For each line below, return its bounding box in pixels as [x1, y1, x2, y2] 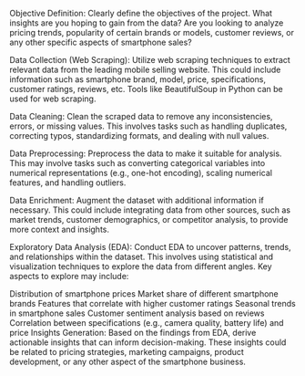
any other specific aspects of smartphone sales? [9, 37, 193, 47]
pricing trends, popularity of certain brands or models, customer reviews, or [9, 27, 294, 37]
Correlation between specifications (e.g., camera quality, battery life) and [9, 318, 284, 328]
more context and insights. [9, 224, 109, 235]
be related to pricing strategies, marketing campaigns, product [9, 347, 244, 357]
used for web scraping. [9, 93, 97, 104]
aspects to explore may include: [9, 271, 129, 281]
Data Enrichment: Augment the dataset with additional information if [9, 195, 264, 205]
